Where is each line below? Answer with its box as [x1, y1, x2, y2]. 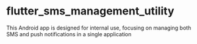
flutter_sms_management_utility [6, 4, 174, 18]
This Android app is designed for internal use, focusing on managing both [6, 24, 192, 31]
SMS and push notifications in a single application [6, 30, 132, 37]
